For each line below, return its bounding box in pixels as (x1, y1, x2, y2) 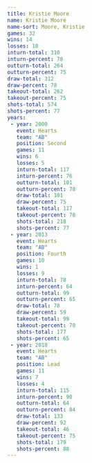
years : (7, 114, 26, 121)
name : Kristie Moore (7, 17, 67, 24)
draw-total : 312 (7, 75, 54, 82)
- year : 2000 (10, 120, 48, 128)
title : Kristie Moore (7, 10, 70, 17)
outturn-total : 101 (16, 179, 73, 186)
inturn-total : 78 (16, 277, 67, 284)
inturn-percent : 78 (7, 56, 64, 63)
